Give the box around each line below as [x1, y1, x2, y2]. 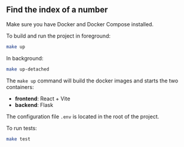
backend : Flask [14, 101, 54, 108]
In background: [6, 54, 44, 62]
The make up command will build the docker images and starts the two [6, 77, 179, 84]
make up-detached [6, 66, 50, 72]
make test [6, 136, 31, 142]
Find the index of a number [6, 5, 108, 15]
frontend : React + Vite [14, 95, 70, 102]
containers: [6, 83, 34, 90]
